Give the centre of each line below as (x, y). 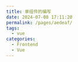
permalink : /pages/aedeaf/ (39, 22)
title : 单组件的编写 (29, 12)
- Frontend (25, 45)
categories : (21, 39)
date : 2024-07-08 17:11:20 (39, 17)
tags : (13, 28)
